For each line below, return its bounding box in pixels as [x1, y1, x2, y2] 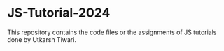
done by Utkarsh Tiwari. [7, 35, 77, 43]
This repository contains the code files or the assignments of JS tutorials [7, 28, 217, 36]
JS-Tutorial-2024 [7, 5, 111, 21]
